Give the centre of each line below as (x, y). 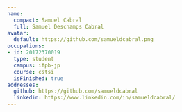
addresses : (23, 85)
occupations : (26, 46)
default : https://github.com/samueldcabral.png (84, 40)
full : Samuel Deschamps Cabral (59, 26)
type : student (34, 59)
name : (15, 14)
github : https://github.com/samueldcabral (76, 91)
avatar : (18, 33)
